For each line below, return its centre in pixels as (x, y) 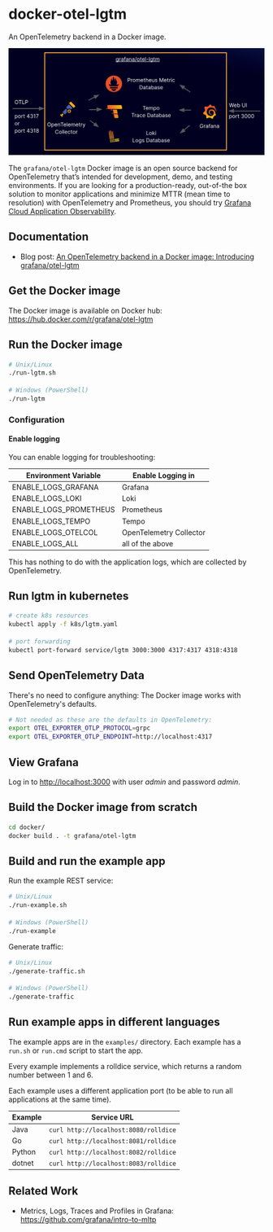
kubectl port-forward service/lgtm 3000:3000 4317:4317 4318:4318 (123, 650)
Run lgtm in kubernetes (69, 596)
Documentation (49, 237)
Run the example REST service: (61, 881)
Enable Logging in (164, 475)
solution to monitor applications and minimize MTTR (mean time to (119, 194)
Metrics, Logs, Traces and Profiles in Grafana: (97, 1211)
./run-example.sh (38, 905)
